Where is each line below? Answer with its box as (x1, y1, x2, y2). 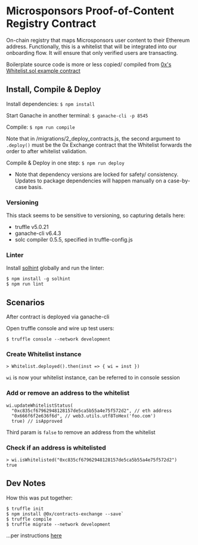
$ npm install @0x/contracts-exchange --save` (6, 511, 124, 517)
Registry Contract (6, 17, 97, 30)
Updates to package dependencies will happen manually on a (14, 177, 167, 184)
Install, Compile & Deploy (6, 85, 101, 95)
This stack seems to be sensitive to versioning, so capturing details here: (6, 212, 185, 219)
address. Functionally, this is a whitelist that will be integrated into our (6, 43, 177, 50)
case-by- (168, 177, 191, 184)
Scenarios (6, 297, 45, 308)
